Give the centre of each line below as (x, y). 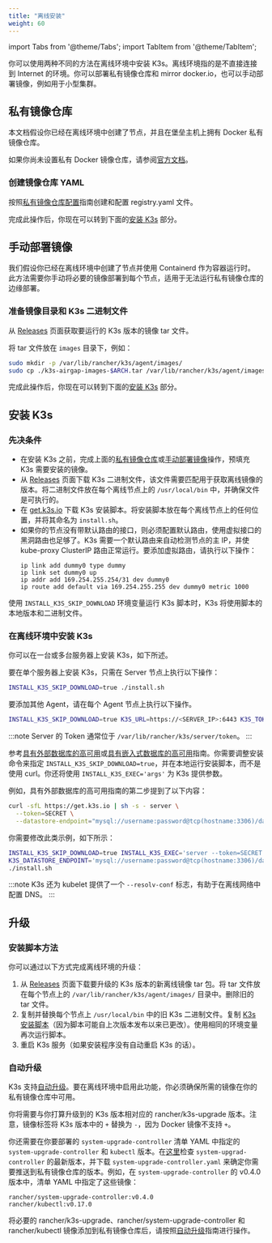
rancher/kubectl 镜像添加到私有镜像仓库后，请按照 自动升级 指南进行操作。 (132, 1231)
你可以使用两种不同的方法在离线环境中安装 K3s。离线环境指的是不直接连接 (133, 63)
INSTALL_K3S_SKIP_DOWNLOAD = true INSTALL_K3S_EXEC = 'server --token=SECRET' (137, 853)
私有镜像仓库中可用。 (44, 1097)
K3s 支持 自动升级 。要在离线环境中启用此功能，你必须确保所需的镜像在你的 (133, 1087)
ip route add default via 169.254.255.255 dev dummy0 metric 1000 (134, 587)
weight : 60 (27, 23)
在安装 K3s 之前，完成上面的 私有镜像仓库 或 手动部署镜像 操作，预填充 (135, 459)
